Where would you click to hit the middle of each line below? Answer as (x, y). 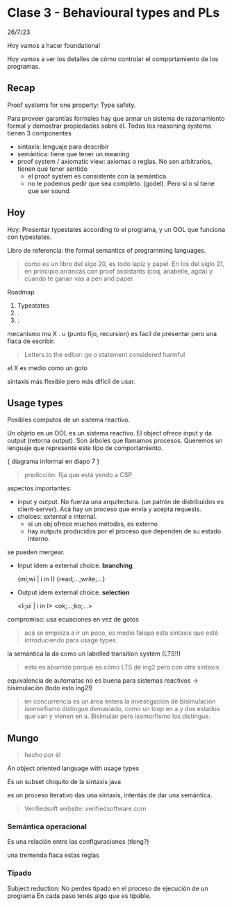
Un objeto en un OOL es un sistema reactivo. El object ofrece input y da (109, 433)
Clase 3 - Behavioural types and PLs (114, 13)
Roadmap (21, 292)
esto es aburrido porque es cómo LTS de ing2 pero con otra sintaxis (122, 667)
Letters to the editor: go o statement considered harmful (105, 354)
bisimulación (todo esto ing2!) (50, 688)
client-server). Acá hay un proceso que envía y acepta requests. (109, 509)
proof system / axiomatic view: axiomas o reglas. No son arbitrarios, (115, 161)
